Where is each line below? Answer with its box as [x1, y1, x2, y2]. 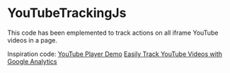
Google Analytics [7, 57, 57, 65]
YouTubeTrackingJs [7, 5, 127, 21]
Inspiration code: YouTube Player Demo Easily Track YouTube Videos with [7, 50, 223, 58]
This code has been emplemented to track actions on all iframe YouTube [7, 28, 219, 37]
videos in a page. [7, 35, 58, 44]
